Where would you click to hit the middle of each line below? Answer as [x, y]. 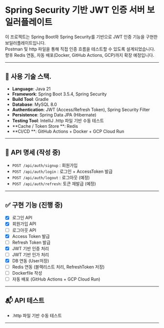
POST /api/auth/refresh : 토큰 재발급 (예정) [54, 184]
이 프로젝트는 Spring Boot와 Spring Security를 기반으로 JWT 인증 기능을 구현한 [81, 37]
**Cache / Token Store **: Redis [45, 126]
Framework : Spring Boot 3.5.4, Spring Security [59, 94]
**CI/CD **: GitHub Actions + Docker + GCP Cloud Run [68, 131]
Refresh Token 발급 [31, 242]
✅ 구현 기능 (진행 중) [34, 205]
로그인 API [22, 218]
